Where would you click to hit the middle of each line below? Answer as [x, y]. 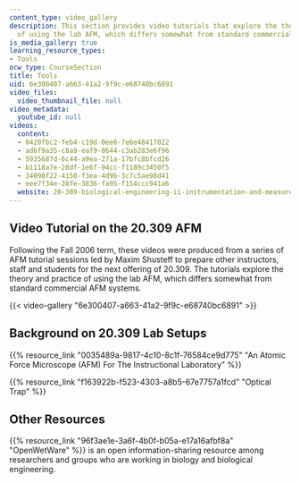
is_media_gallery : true [54, 42]
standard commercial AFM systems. [75, 288]
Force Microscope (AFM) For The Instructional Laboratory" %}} [126, 364]
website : [33, 192]
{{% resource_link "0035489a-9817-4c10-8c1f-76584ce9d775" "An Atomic [147, 355]
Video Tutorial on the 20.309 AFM [106, 229]
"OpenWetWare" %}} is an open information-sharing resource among [137, 450]
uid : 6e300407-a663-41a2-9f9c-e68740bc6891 [92, 84]
